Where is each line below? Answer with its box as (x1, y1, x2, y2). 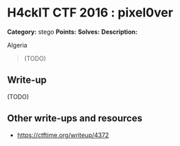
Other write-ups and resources (7, 112, 143, 125)
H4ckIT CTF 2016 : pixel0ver (7, 5, 174, 21)
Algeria (7, 41, 27, 49)
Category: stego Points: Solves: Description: (7, 28, 138, 36)
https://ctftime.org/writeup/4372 (16, 131, 109, 139)
